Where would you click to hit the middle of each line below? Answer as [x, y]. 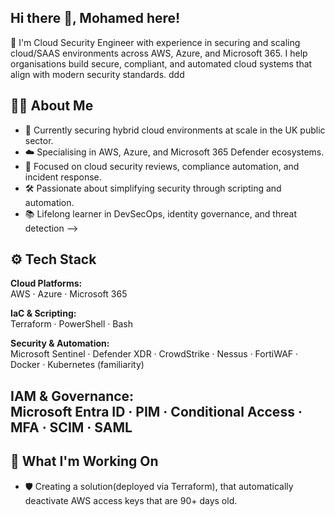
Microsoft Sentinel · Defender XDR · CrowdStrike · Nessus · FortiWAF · [154, 354]
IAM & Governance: [72, 396]
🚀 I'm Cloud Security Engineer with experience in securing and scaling [155, 42]
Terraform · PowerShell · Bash [71, 324]
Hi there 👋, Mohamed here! [95, 18]
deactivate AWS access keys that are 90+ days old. [131, 500]
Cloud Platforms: [46, 283]
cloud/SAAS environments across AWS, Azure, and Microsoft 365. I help [159, 53]
